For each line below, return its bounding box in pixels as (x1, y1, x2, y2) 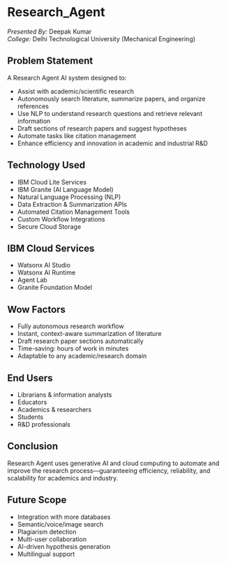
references (17, 102, 49, 110)
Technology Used (7, 159, 86, 171)
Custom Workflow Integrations (17, 214, 105, 223)
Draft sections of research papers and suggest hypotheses (17, 124, 187, 133)
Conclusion (7, 441, 59, 453)
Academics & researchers (17, 406, 92, 413)
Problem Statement (7, 55, 93, 67)
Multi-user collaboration (17, 535, 87, 543)
